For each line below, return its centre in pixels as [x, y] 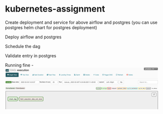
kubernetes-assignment [55, 9]
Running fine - [19, 65]
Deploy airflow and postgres [33, 37]
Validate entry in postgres [31, 56]
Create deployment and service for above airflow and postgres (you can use [81, 22]
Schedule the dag [23, 46]
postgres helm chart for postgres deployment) [51, 27]
